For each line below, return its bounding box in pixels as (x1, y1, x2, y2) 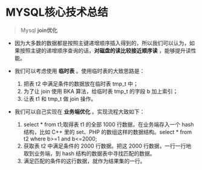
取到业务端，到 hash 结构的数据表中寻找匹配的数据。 (23, 150, 155, 157)
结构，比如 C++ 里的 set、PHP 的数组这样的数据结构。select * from (23, 128, 192, 136)
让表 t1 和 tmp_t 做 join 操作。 (23, 95, 97, 102)
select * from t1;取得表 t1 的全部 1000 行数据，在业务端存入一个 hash (23, 121, 194, 128)
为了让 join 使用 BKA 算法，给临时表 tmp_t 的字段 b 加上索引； (23, 87, 178, 95)
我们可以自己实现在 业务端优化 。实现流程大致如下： (14, 108, 145, 115)
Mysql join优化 (20, 27, 58, 34)
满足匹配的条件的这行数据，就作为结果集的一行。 (23, 157, 146, 165)
